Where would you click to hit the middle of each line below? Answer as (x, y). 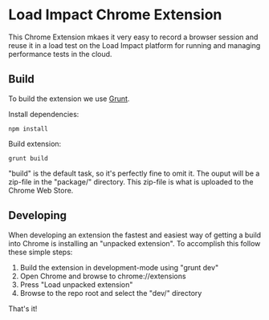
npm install (28, 129)
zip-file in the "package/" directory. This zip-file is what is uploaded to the (131, 181)
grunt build (28, 158)
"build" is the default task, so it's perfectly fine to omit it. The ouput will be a (134, 173)
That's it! (23, 308)
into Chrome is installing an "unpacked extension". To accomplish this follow (134, 243)
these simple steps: (41, 252)
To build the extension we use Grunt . (69, 99)
